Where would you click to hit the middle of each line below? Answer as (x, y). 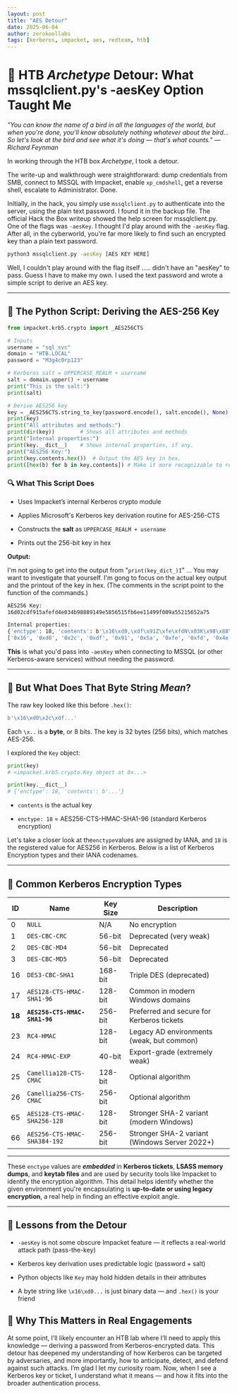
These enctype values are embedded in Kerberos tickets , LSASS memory (115, 1167)
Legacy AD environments (171, 1032)
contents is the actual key (55, 805)
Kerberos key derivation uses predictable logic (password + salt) (111, 1263)
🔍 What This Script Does (51, 483)
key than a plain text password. (53, 241)
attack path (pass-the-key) (57, 1250)
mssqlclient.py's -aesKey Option (106, 90)
